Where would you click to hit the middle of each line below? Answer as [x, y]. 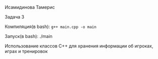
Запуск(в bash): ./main [29, 36]
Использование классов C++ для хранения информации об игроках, [79, 46]
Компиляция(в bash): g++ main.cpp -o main [51, 26]
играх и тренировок [26, 51]
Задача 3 [15, 17]
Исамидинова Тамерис [30, 7]
